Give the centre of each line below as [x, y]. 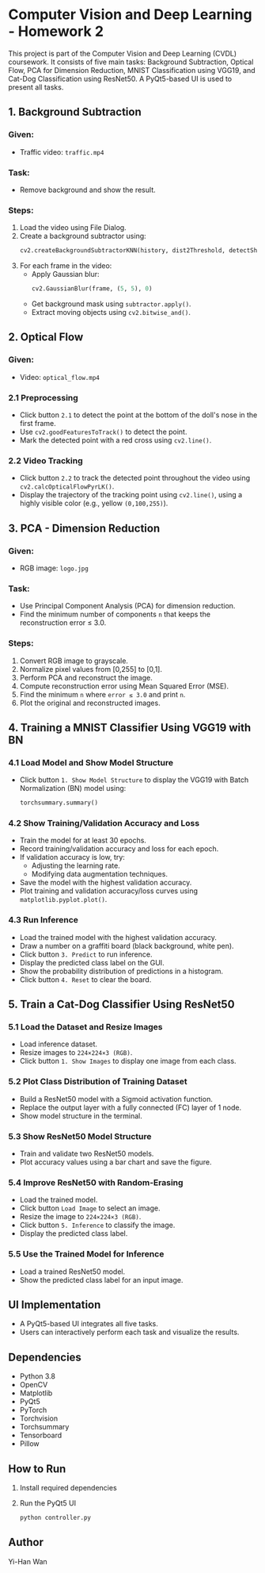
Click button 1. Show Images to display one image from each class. [128, 1061]
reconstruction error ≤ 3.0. [63, 623]
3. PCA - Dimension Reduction [84, 528]
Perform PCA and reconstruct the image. [86, 677]
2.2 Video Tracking [45, 460]
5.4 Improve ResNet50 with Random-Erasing [96, 1182]
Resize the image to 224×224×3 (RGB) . [80, 1217]
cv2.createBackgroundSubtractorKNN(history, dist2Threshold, [123, 251]
